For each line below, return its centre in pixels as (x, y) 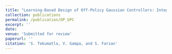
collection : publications (33, 15)
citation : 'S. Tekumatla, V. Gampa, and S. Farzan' (61, 44)
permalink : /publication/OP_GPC (40, 20)
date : (11, 29)
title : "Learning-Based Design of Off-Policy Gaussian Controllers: (80, 10)
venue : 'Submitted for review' (39, 34)
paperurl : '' (19, 39)
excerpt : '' (18, 24)
